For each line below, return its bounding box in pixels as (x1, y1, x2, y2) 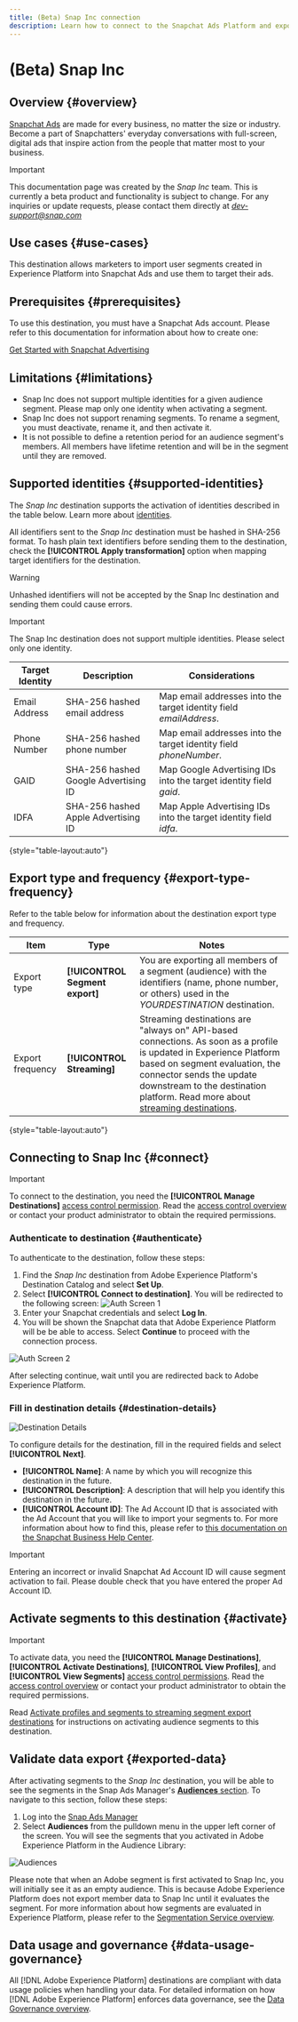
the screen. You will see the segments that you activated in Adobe (21, 1830, 264, 1841)
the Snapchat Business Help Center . (21, 1531, 154, 1543)
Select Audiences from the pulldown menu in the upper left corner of (21, 1820, 277, 1832)
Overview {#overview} (9, 95, 137, 110)
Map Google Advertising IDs (159, 763, 277, 775)
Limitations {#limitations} (9, 370, 153, 385)
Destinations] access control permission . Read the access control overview (9, 1200, 286, 1211)
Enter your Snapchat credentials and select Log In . (21, 1307, 208, 1318)
